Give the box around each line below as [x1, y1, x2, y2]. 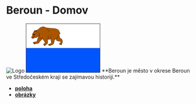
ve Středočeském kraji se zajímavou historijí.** [6, 73, 120, 80]
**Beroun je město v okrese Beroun [102, 67, 190, 74]
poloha [14, 85, 33, 92]
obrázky [14, 91, 36, 98]
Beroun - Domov [6, 4, 88, 17]
